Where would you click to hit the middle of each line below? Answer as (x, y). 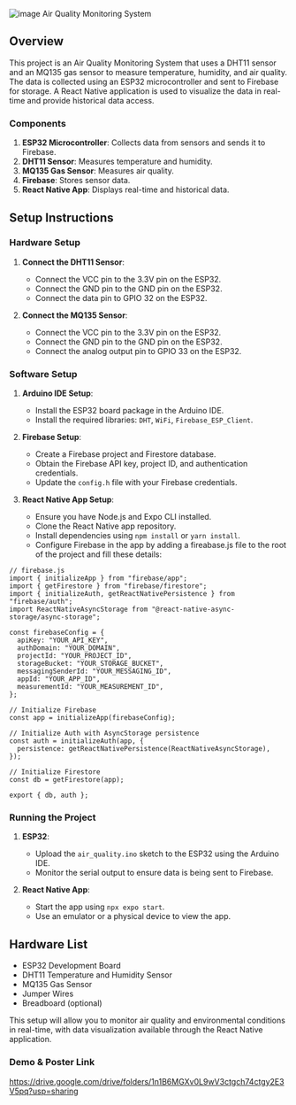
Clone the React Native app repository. (106, 526)
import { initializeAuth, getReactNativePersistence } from (122, 594)
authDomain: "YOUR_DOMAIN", (69, 648)
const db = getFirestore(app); (67, 780)
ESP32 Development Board (71, 966)
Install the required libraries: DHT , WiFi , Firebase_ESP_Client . (144, 420)
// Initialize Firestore (55, 772)
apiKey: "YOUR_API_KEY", (63, 641)
